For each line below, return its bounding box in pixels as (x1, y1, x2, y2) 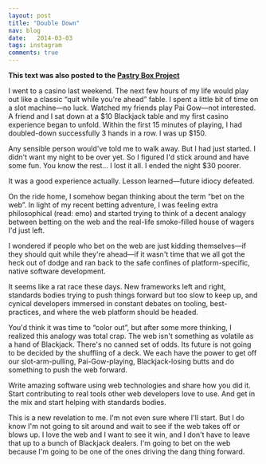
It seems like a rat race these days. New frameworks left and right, (8, 282, 226, 291)
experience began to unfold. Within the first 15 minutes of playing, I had (8, 120, 243, 129)
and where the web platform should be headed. (42, 308, 199, 317)
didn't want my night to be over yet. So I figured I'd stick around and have (8, 152, 249, 162)
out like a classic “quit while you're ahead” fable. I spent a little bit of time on (8, 95, 259, 104)
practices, (8, 308, 41, 317)
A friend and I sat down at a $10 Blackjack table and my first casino (8, 112, 229, 120)
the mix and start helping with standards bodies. (8, 398, 167, 407)
